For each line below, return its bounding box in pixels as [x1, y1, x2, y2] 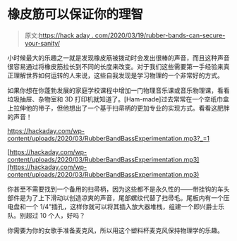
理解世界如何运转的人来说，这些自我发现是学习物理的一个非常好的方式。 [13, 71, 224, 80]
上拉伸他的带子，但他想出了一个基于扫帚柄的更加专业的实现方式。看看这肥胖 [7, 104, 230, 112]
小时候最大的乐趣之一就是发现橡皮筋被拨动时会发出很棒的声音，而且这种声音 [7, 54, 230, 62]
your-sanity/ [24, 39, 61, 47]
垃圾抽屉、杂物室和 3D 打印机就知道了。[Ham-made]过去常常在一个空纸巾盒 [7, 94, 229, 103]
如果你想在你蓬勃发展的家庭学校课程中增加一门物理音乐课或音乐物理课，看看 [7, 86, 230, 94]
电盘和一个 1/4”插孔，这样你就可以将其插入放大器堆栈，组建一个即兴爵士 [7, 202, 219, 211]
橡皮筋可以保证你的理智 [7, 6, 144, 23]
